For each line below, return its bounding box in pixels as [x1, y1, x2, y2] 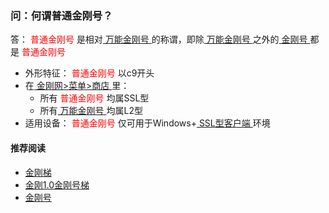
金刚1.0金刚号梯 [24, 178, 90, 191]
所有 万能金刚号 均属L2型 [39, 105, 143, 117]
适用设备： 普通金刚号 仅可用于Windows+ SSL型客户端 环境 [24, 117, 271, 129]
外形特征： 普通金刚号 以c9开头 [24, 67, 155, 79]
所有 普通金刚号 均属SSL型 [39, 92, 150, 104]
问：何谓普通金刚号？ [10, 8, 113, 22]
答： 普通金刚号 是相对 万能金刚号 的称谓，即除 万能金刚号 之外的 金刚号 [10, 33, 308, 46]
